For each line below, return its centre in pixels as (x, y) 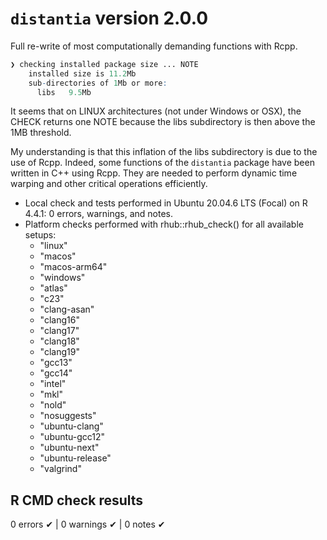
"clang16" (59, 320)
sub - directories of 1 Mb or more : (98, 83)
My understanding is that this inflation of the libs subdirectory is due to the (164, 152)
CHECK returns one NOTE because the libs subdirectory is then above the (163, 122)
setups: (40, 235)
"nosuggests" (68, 416)
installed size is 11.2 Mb (82, 73)
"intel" (53, 384)
